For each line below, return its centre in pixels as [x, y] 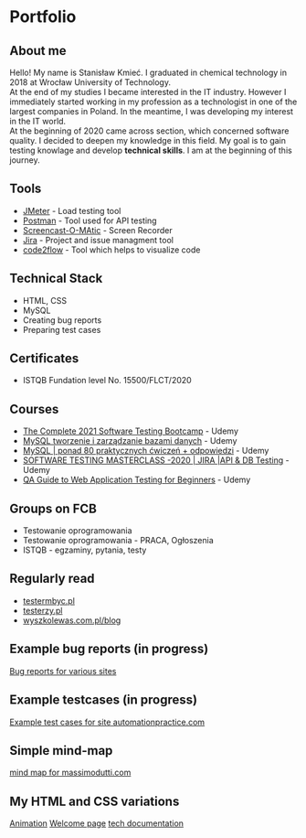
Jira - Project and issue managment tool [98, 240]
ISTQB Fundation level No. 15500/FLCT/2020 [107, 381]
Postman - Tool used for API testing [90, 220]
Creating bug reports [62, 320]
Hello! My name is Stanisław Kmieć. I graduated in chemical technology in [148, 72]
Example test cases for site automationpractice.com [107, 722]
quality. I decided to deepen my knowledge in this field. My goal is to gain [148, 140]
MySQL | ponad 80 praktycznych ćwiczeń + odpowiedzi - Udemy [146, 451]
